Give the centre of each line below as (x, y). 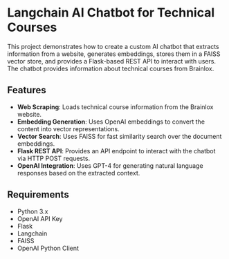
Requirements (38, 195)
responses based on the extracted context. (79, 173)
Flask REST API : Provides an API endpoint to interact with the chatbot (116, 151)
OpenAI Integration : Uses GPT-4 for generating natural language (110, 165)
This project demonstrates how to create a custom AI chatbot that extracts (113, 46)
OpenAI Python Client (48, 248)
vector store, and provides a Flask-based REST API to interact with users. (112, 61)
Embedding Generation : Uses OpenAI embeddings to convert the (111, 122)
